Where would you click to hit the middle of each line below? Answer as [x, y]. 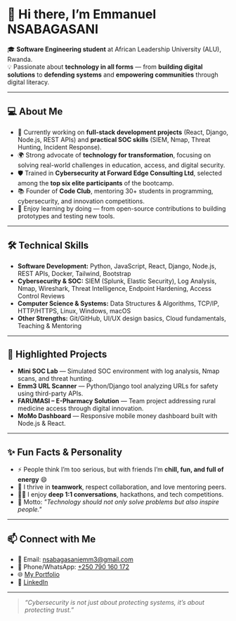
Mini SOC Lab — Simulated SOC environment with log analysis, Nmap [118, 371]
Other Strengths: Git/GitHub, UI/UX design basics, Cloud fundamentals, [122, 318]
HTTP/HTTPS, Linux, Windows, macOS [74, 310]
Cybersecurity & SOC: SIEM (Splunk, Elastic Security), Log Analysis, [117, 281]
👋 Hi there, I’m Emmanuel [82, 14]
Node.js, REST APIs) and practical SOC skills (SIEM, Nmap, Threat [114, 139]
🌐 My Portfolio [38, 574]
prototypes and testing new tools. [66, 216]
